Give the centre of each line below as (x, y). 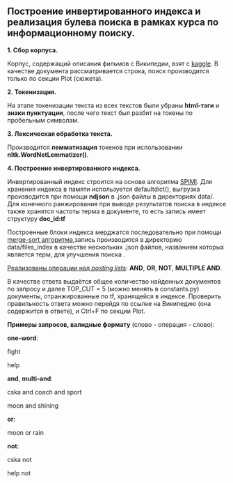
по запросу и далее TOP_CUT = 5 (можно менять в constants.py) (103, 289)
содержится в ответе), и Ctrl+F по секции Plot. (77, 311)
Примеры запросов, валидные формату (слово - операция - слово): (111, 324)
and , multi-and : (30, 378)
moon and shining (33, 405)
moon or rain (25, 432)
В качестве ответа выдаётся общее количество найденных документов (114, 281)
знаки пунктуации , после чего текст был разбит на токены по (100, 113)
